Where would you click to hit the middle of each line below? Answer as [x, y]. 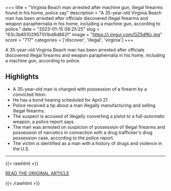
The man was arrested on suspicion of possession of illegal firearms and [89, 127]
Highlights [22, 77]
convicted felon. [30, 94]
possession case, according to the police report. [63, 138]
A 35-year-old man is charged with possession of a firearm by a [80, 89]
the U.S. [21, 149]
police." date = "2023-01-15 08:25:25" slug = [53, 29]
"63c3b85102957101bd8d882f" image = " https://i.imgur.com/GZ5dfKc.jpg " [84, 34]
